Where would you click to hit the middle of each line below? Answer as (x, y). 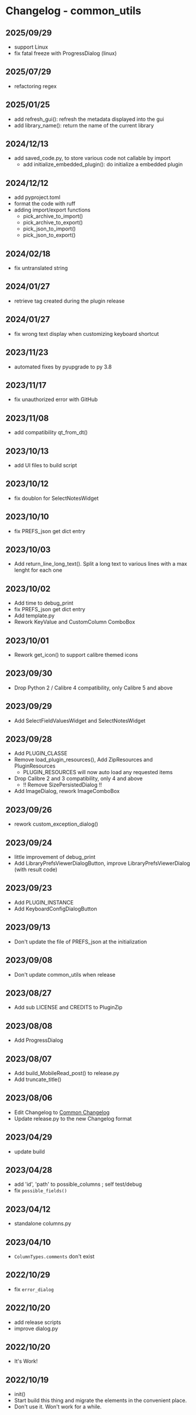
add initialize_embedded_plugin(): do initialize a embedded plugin (103, 165)
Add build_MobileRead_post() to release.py (67, 1073)
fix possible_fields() (41, 1191)
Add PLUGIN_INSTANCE (44, 902)
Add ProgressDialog (38, 1040)
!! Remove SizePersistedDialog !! (62, 785)
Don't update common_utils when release (65, 974)
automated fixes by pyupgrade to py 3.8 (63, 367)
